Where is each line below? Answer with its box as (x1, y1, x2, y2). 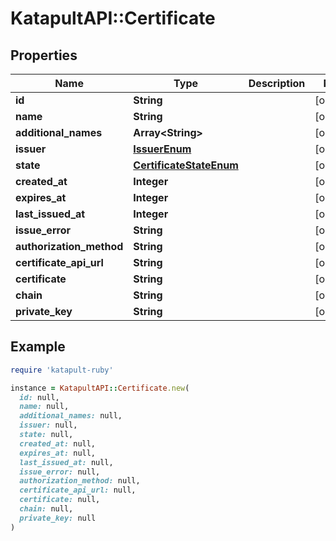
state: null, (19, 430, 74, 440)
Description (248, 77, 306, 90)
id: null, (19, 392, 60, 402)
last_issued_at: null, (19, 457, 114, 467)
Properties (10, 47, 78, 64)
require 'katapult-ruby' (10, 365, 114, 375)
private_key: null (19, 513, 97, 523)
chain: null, (19, 504, 74, 514)
